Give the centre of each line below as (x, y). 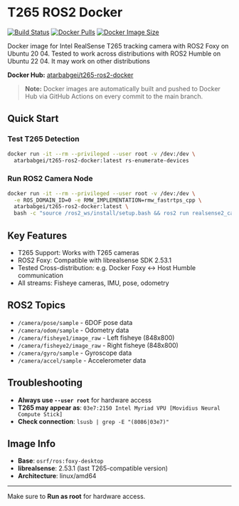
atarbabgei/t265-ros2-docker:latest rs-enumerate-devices (102, 160)
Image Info (31, 444)
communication (41, 275)
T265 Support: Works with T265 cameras (79, 252)
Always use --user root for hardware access (84, 400)
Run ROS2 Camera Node (50, 179)
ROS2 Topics (37, 305)
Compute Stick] (40, 414)
